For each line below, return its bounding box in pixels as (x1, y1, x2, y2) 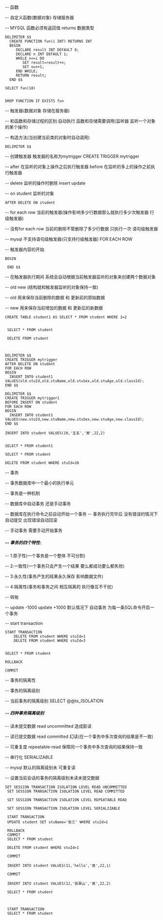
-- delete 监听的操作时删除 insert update (5, 180, 86, 186)
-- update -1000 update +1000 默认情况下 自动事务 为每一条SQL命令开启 (5, 604, 150, 610)
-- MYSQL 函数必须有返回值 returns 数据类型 (5, 25, 95, 31)
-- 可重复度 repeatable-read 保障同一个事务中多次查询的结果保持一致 (5, 744, 143, 750)
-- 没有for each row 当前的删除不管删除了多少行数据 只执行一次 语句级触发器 (5, 226, 159, 231)
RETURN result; (16, 73, 47, 78)
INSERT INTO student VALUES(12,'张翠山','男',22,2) (7, 881, 111, 886)
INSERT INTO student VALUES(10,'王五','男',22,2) (5, 431, 105, 435)
